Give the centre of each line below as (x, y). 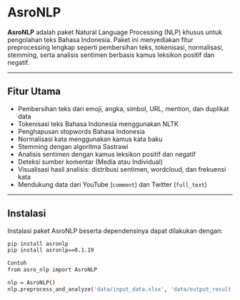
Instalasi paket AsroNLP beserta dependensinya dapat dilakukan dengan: (115, 231)
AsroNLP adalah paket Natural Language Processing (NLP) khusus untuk (115, 32)
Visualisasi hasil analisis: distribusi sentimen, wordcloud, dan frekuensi (122, 169)
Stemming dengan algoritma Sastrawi (73, 146)
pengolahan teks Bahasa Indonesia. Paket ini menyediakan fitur (100, 39)
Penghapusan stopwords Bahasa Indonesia (81, 131)
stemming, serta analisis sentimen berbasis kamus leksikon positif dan (111, 55)
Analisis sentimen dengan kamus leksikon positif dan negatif (107, 154)
